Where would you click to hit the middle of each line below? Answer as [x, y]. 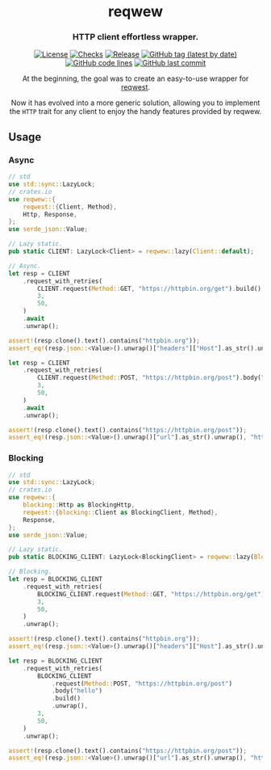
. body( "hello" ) [77, 691]
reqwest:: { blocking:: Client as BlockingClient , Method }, [121, 512]
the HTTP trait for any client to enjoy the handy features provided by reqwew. [135, 112]
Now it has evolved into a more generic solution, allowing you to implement [135, 103]
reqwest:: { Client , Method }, [70, 207]
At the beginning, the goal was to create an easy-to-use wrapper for [135, 78]
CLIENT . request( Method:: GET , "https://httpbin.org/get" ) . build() [150, 288]
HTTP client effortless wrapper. [135, 37]
